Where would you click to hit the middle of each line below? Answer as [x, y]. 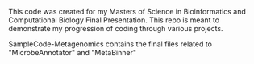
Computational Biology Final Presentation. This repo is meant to [114, 20]
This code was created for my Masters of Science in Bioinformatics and [127, 12]
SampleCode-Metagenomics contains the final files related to [110, 44]
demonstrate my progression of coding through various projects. [116, 28]
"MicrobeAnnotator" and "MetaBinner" [73, 52]
